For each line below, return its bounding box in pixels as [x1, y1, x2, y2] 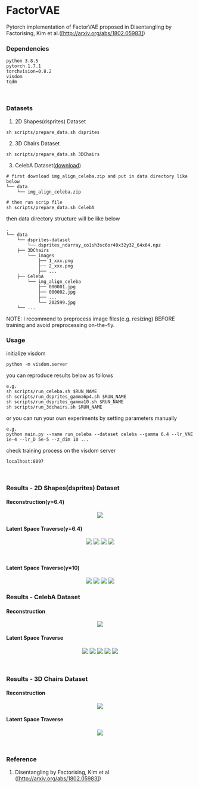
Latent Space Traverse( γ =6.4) [6, 525, 83, 532]
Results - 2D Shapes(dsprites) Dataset [6, 484, 120, 492]
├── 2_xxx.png [38, 263, 73, 269]
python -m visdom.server [6, 361, 68, 367]
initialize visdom [6, 350, 46, 357]
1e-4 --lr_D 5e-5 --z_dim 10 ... [6, 436, 89, 443]
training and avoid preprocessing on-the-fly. [6, 321, 115, 328]
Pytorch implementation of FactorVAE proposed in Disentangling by [6, 23, 172, 30]
